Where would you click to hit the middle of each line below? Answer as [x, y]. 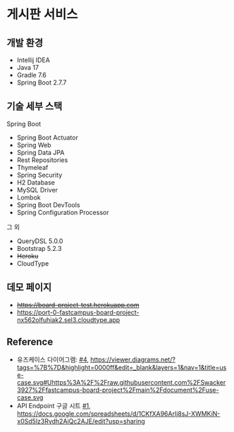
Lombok [29, 197]
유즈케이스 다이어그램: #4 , [53, 359]
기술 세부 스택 [35, 106]
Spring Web [34, 144]
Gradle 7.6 [31, 75]
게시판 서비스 [42, 14]
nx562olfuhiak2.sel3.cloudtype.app [68, 320]
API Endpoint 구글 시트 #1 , [54, 406]
